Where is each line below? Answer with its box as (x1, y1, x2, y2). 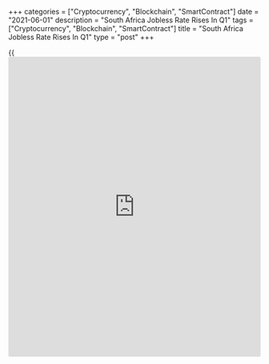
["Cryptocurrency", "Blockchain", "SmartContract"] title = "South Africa (8, 24, 244, 33)
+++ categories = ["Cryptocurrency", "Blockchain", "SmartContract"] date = (8, 7, 259, 16)
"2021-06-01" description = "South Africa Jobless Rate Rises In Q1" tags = (8, 15, 254, 25)
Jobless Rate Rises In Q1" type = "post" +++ (8, 32, 155, 42)
